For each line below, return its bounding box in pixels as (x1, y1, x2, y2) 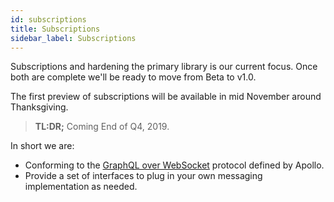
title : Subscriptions (10, 24, 101, 34)
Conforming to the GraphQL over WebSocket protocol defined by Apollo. (24, 159, 325, 171)
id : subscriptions (10, 14, 87, 25)
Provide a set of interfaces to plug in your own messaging (24, 170, 263, 182)
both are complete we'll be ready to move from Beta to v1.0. (10, 71, 257, 83)
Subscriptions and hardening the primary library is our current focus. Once (10, 61, 318, 73)
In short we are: (10, 140, 75, 152)
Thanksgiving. (10, 101, 69, 113)
